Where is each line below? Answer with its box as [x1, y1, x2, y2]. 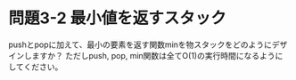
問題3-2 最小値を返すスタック [8, 8, 226, 28]
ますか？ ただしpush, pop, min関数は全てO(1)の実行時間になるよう [31, 50, 275, 60]
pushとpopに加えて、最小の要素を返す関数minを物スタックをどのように [8, 39, 273, 50]
